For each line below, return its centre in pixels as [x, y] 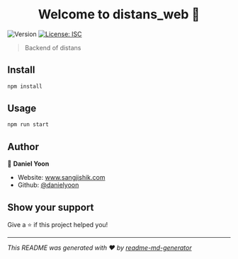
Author [23, 147]
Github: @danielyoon [48, 185]
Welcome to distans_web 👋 [119, 15]
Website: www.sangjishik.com [61, 178]
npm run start [28, 125]
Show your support [51, 207]
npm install [25, 86]
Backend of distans [53, 47]
